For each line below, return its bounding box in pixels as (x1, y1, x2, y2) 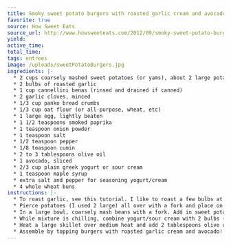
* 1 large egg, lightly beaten (13, 112, 103, 119)
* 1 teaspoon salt (13, 132, 67, 139)
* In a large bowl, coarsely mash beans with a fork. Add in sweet (13, 209, 211, 216)
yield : (7, 36, 26, 43)
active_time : (7, 42, 45, 49)
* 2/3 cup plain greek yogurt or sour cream (13, 163, 143, 171)
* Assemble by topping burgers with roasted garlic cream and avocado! (13, 228, 223, 235)
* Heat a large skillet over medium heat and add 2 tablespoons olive (13, 221, 220, 228)
